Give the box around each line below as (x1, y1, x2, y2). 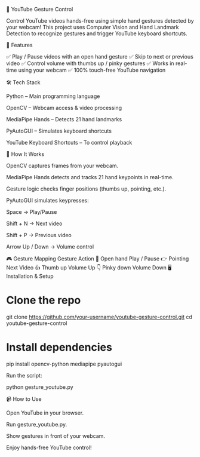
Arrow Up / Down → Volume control (6, 243, 94, 250)
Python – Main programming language (6, 93, 100, 100)
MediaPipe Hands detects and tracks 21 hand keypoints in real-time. (6, 174, 174, 180)
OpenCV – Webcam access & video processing (6, 105, 122, 111)
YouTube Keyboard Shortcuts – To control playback (6, 139, 133, 146)
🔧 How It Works (6, 151, 45, 158)
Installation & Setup (6, 272, 54, 280)
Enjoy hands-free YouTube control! (6, 444, 92, 451)
